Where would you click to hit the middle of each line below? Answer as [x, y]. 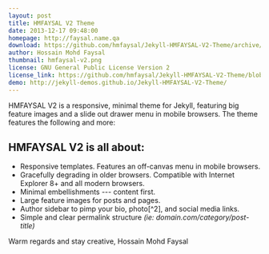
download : [25, 46]
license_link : [32, 75]
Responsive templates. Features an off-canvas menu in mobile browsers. [140, 167]
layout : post [30, 16]
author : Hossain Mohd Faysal [57, 53]
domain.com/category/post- [203, 217]
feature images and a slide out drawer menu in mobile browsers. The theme [133, 113]
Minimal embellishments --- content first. [88, 192]
